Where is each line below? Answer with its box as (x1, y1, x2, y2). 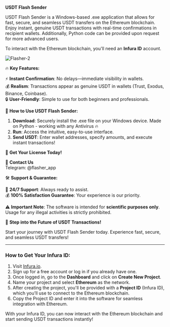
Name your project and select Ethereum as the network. (12, 279, 131, 285)
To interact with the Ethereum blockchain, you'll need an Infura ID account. (5, 46, 162, 51)
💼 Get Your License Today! (5, 150, 62, 155)
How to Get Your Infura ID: (5, 251, 71, 259)
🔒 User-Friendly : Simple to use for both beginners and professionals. (5, 96, 150, 102)
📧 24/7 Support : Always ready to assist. (5, 187, 89, 192)
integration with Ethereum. (12, 301, 68, 307)
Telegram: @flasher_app (5, 165, 57, 170)
